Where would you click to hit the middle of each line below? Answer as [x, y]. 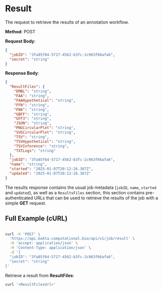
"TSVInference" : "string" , [41, 146]
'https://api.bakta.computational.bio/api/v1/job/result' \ [72, 238]
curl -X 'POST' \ [23, 234]
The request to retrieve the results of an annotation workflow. [67, 22]
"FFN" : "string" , [32, 105]
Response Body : [22, 73]
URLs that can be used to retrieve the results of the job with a [96, 198]
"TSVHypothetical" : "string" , [45, 141]
